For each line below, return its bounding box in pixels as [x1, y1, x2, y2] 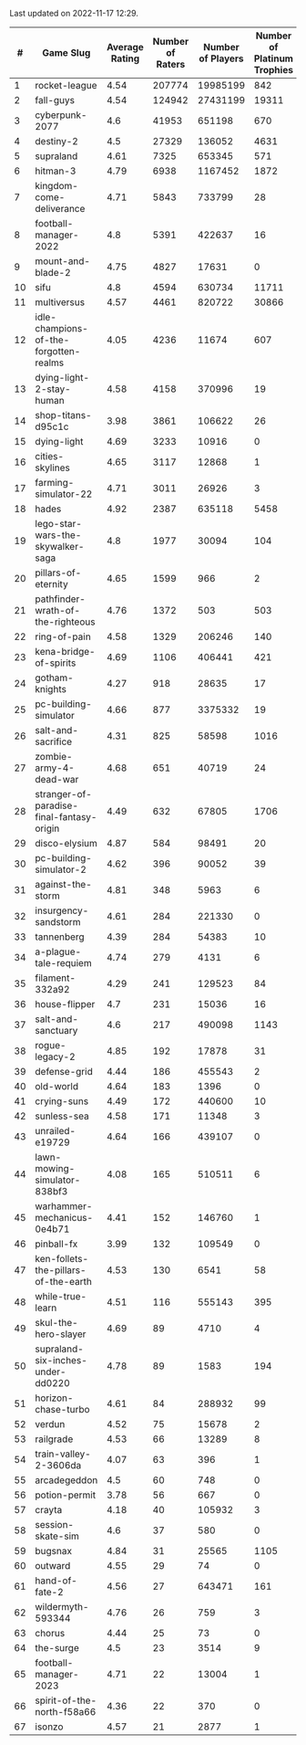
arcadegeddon [35, 1474, 98, 1487]
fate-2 [35, 1586, 64, 1598]
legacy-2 [35, 1050, 76, 1063]
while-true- [35, 1290, 87, 1302]
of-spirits [35, 657, 76, 669]
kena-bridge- [35, 646, 96, 657]
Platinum [253, 52, 294, 65]
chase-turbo [35, 1403, 90, 1415]
